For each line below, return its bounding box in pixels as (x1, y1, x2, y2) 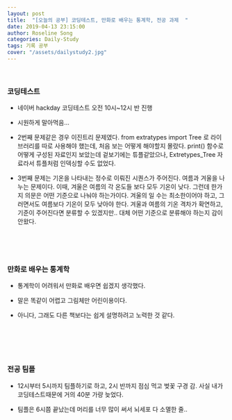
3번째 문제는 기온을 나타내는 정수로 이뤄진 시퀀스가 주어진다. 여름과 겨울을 (17, 174, 218, 183)
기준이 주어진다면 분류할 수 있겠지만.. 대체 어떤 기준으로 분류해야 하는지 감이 (17, 209, 224, 217)
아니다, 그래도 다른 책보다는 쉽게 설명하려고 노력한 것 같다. (17, 311, 175, 319)
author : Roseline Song (7, 29, 73, 37)
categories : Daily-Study (7, 36, 79, 43)
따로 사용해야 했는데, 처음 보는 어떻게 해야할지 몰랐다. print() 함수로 (41, 142, 224, 150)
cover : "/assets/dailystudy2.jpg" (7, 49, 108, 56)
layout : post (7, 10, 45, 17)
